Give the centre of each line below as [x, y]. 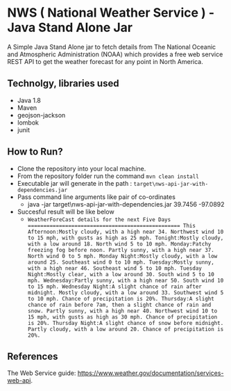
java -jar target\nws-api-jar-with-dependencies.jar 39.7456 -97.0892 [126, 204]
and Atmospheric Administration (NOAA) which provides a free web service [115, 54]
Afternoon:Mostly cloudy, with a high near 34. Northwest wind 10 [126, 232]
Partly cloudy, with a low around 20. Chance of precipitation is [126, 329]
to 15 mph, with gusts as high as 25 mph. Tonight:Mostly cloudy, [126, 238]
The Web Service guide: [42, 373]
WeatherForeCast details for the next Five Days [99, 220]
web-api [19, 381]
